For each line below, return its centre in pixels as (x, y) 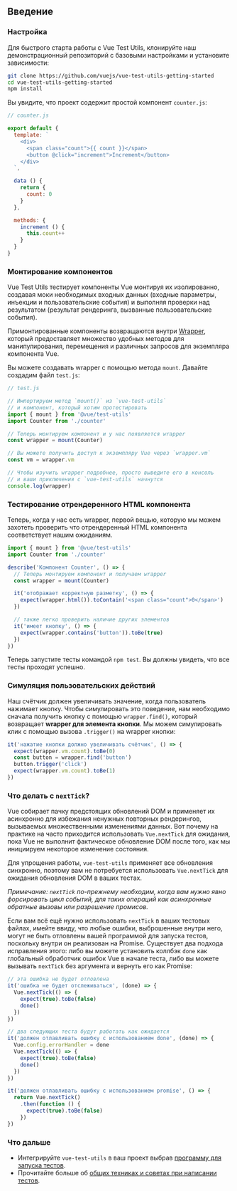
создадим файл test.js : (44, 375)
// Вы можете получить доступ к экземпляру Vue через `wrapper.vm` (109, 453)
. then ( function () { (50, 1104)
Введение (31, 12)
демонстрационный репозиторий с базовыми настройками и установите (118, 55)
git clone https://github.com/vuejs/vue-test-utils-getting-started (111, 75)
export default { (33, 128)
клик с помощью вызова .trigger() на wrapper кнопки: (92, 731)
